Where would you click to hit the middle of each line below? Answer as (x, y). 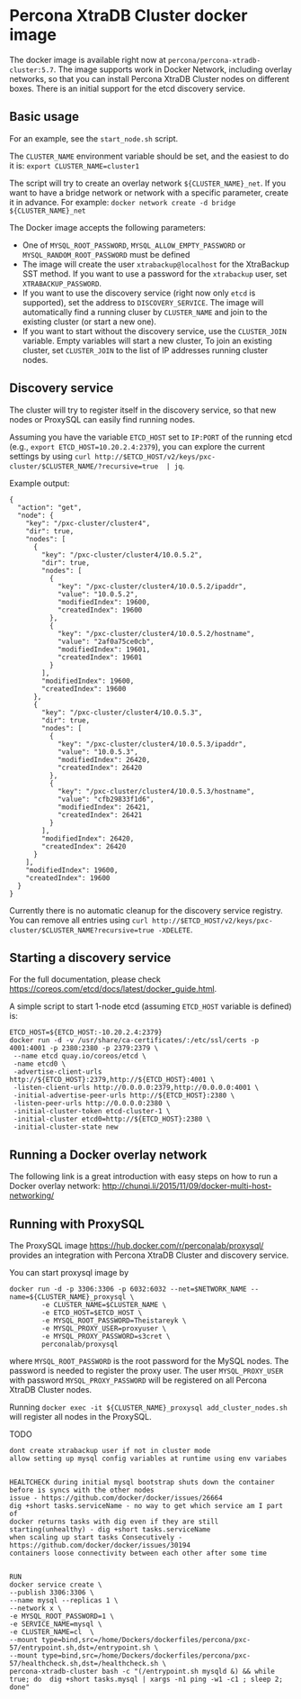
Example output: (40, 483)
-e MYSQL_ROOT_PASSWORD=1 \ (62, 1616)
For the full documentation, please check (85, 979)
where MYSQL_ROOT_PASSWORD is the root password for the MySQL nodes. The (149, 1361)
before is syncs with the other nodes (82, 1490)
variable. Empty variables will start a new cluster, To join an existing (147, 341)
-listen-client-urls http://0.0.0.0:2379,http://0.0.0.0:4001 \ (136, 1088)
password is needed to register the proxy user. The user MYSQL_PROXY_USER (146, 1371)
